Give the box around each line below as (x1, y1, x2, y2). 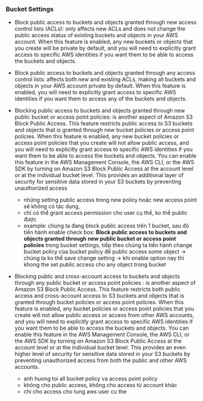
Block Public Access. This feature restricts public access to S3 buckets (14, 120, 193, 127)
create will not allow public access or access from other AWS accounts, (14, 312, 194, 319)
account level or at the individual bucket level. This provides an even (14, 344, 186, 351)
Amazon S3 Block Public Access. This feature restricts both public (14, 285, 181, 293)
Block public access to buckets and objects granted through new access (14, 19, 197, 26)
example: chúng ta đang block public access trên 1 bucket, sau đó (23, 222, 190, 229)
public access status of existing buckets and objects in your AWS (14, 32, 179, 39)
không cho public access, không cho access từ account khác (23, 382, 177, 389)
